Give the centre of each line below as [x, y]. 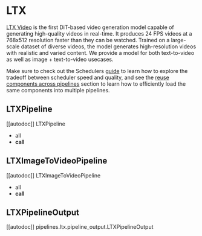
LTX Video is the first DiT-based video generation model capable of [90, 27]
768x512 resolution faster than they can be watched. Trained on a [88, 40]
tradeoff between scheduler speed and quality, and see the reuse [88, 77]
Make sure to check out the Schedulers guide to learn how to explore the [97, 71]
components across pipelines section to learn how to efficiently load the [96, 84]
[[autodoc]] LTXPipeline [36, 124]
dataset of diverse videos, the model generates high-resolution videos [109, 46]
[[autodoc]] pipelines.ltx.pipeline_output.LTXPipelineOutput [80, 227]
